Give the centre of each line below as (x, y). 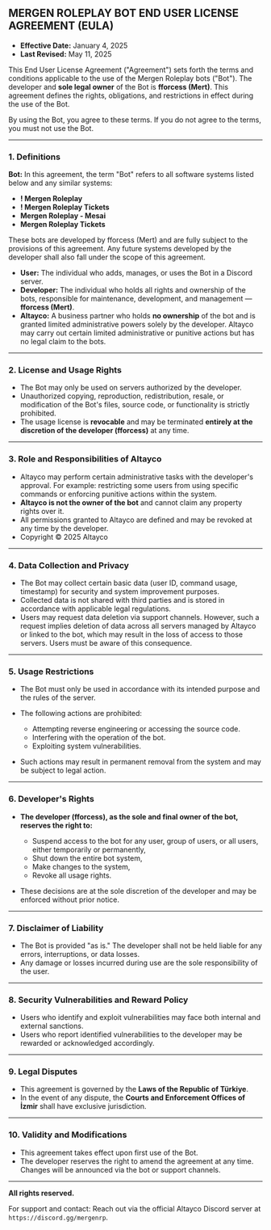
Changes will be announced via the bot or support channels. (120, 1169)
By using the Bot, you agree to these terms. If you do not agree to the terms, (135, 120)
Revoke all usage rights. (72, 875)
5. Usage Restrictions (51, 672)
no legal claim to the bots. (63, 342)
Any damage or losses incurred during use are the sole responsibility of (139, 963)
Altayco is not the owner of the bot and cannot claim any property (131, 502)
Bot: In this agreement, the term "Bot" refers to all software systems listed (131, 175)
